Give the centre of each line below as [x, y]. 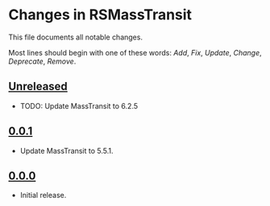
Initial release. [43, 196]
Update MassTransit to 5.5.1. [66, 150]
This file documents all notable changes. [76, 37]
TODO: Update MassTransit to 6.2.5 [79, 105]
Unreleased [38, 87]
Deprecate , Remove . [42, 61]
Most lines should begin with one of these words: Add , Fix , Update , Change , [135, 52]
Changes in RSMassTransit [100, 15]
